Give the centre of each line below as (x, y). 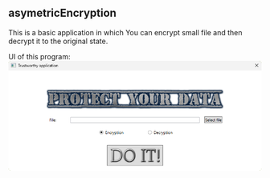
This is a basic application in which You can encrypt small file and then (125, 32)
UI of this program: (39, 56)
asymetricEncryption (62, 13)
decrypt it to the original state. (58, 41)
